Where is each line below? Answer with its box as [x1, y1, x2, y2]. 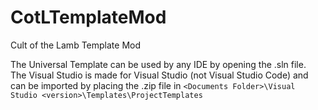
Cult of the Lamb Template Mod [10, 39, 141, 51]
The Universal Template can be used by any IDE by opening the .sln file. [10, 58, 307, 70]
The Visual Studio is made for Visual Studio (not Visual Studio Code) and [10, 69, 309, 81]
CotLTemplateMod [10, 6, 167, 29]
